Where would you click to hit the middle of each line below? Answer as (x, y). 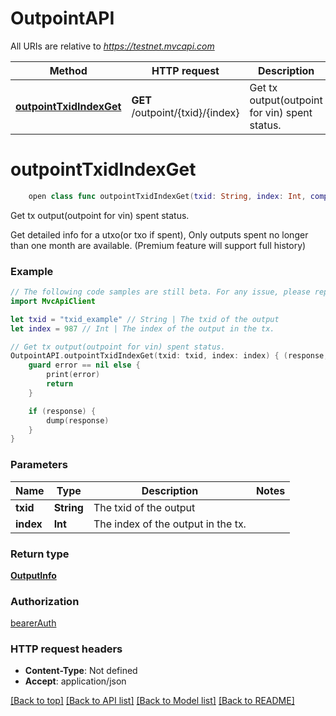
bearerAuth (33, 623)
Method (68, 70)
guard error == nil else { (84, 365)
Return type (40, 554)
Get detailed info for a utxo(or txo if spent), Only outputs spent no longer (159, 234)
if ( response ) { (62, 411)
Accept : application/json (75, 681)
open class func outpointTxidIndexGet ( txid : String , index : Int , (167, 196)
